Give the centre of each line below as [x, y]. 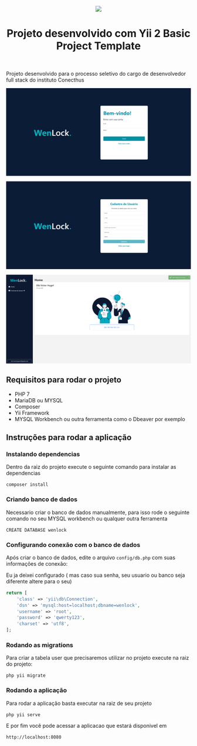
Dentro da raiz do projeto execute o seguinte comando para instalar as [91, 467]
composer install [27, 485]
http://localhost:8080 [34, 737]
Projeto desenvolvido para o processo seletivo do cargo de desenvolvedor [96, 73]
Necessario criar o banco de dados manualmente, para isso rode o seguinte [98, 512]
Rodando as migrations [40, 645]
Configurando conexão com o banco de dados [73, 545]
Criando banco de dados [42, 499]
